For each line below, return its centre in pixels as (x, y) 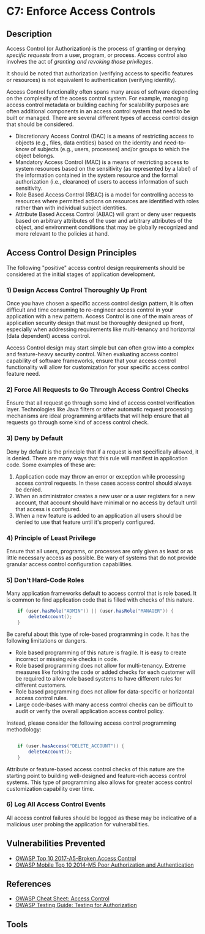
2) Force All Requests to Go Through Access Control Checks (98, 390)
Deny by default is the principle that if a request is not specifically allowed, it (102, 452)
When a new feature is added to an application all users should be (99, 515)
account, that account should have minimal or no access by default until (106, 502)
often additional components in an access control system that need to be (98, 111)
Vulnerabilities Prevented (56, 844)
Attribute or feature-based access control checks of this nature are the (95, 769)
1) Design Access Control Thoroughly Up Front (76, 290)
